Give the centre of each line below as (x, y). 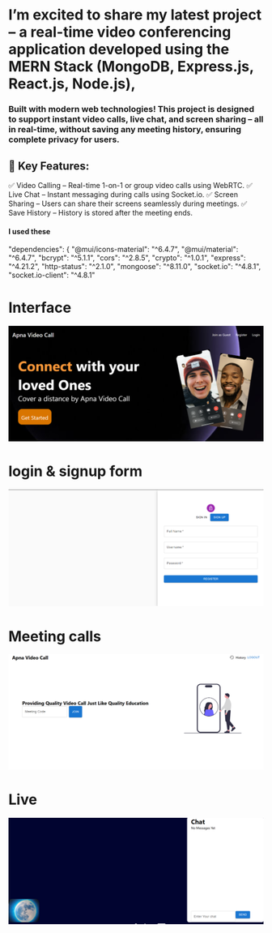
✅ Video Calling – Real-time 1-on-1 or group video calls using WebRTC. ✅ (131, 185)
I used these (30, 231)
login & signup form (76, 471)
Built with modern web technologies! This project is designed (132, 109)
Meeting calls (55, 636)
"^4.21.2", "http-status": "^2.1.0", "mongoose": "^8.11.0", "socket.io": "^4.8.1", (135, 267)
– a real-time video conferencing (120, 32)
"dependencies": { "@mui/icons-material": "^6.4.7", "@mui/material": (123, 250)
